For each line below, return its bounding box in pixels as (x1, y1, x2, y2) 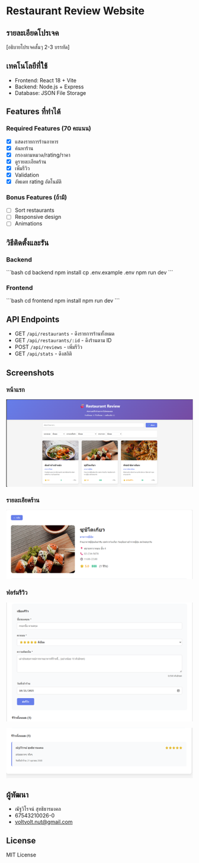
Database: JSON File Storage (14, 89, 86, 96)
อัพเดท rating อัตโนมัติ (14, 178, 62, 185)
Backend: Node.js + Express (14, 83, 84, 90)
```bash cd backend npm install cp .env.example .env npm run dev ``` (6, 269, 174, 276)
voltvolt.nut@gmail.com (14, 819, 73, 826)
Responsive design (14, 214, 62, 221)
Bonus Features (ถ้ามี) (6, 193, 67, 201)
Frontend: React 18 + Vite (14, 77, 77, 84)
